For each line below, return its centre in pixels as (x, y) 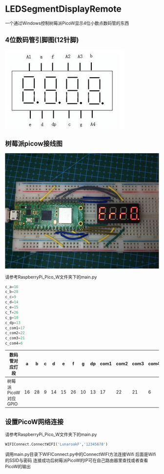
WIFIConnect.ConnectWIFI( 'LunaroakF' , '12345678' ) (57, 444)
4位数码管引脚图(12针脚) (42, 40)
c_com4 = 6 (14, 343)
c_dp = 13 (13, 323)
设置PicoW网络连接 (34, 422)
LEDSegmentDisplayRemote (63, 9)
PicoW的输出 (18, 466)
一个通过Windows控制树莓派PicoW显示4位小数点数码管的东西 (67, 23)
